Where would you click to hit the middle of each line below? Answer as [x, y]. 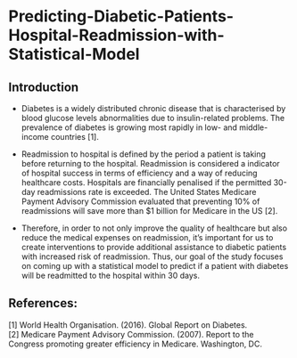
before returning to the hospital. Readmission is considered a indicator [150, 163]
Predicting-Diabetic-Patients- [121, 16]
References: [43, 303]
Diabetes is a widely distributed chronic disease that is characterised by [153, 108]
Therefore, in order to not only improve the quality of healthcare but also [154, 228]
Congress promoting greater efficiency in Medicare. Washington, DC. [135, 344]
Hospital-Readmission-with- [116, 35]
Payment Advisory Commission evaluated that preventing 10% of [140, 201]
